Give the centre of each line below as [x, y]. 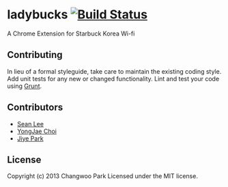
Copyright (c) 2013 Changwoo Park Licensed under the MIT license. [102, 176]
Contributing [35, 55]
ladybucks [38, 15]
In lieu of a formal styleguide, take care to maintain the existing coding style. [114, 71]
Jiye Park [30, 138]
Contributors [35, 107]
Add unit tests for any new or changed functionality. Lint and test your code [113, 78]
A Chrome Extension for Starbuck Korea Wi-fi [71, 33]
